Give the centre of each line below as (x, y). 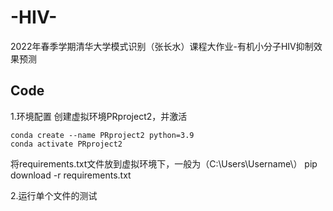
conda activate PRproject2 (66, 144)
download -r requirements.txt (71, 175)
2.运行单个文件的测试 (54, 195)
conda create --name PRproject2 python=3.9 (102, 135)
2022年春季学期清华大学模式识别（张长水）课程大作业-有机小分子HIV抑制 (162, 46)
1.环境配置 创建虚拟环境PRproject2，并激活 (99, 116)
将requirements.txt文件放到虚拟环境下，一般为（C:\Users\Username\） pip (164, 163)
